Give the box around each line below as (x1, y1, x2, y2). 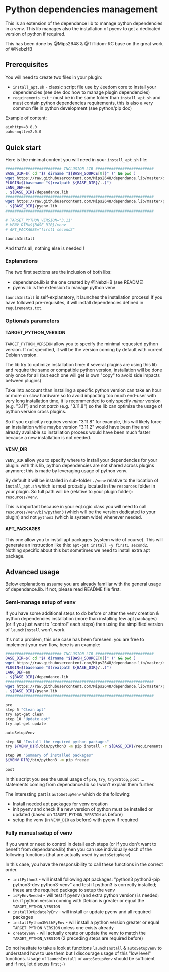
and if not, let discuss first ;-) (5, 961, 65, 967)
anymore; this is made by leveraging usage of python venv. (5, 468, 128, 474)
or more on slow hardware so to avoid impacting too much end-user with (5, 392, 156, 398)
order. (5, 867, 18, 873)
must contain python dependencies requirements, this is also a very (12, 100, 153, 106)
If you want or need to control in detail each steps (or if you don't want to (5, 841, 157, 847)
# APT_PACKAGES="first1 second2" (5, 227, 75, 232)
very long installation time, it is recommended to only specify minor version (5, 398, 161, 404)
